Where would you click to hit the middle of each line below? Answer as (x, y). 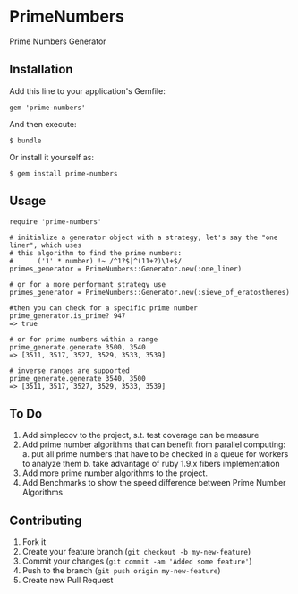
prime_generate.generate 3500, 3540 (77, 347)
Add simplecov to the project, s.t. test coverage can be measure (140, 435)
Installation (41, 69)
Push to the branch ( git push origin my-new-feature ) (121, 571)
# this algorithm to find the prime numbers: (95, 253)
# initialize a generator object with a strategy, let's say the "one (144, 237)
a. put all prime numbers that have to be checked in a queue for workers (155, 454)
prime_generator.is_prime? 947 (68, 315)
